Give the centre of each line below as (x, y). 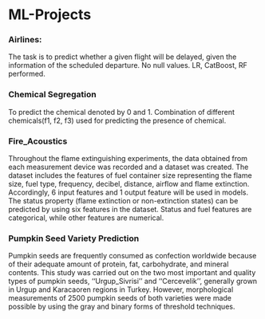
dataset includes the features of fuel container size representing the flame (131, 175)
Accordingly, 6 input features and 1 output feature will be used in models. (129, 192)
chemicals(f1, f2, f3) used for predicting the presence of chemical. (117, 120)
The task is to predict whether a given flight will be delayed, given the (123, 57)
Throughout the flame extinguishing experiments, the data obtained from (128, 159)
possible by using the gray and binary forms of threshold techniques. (122, 307)
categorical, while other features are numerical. (86, 218)
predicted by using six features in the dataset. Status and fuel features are (130, 210)
